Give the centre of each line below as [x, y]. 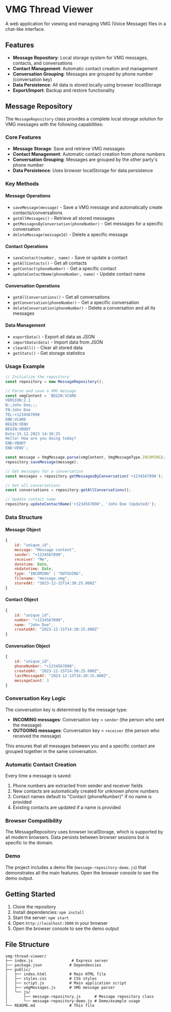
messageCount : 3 [32, 680]
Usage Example [25, 366]
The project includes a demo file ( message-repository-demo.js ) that [76, 867]
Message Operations [28, 196]
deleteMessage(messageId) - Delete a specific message [70, 234]
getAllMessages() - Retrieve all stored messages [64, 218]
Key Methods [22, 184]
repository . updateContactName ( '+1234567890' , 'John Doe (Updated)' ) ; [81, 504]
